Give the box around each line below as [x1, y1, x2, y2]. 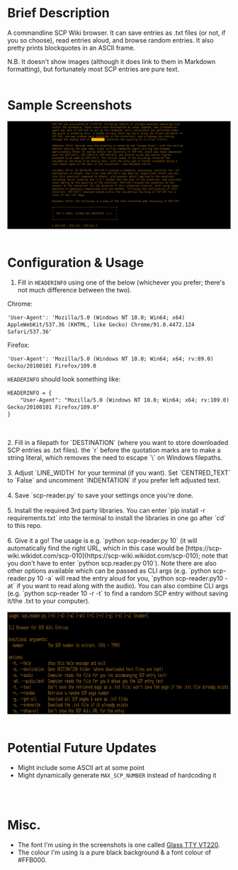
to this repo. [7, 521, 42, 529]
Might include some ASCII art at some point [17, 763, 145, 771]
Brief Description [7, 5, 110, 21]
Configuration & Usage [7, 255, 144, 271]
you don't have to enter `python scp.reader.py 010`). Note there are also [7, 558, 217, 567]
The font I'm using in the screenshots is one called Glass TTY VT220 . [17, 840, 221, 849]
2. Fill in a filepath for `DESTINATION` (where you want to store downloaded [7, 438, 229, 446]
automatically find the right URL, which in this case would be [7, 544, 184, 552]
